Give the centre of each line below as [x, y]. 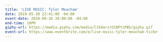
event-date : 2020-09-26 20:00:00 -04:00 [47, 18]
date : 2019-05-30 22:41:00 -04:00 [40, 14]
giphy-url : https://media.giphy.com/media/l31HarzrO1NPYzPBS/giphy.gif [79, 28]
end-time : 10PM [20, 23]
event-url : [16, 32]
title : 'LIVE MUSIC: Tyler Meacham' [42, 9]
